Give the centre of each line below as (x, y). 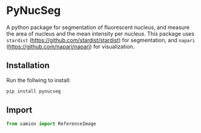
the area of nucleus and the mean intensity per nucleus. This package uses (101, 33)
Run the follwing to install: (39, 80)
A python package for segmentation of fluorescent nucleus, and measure (98, 27)
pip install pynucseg (34, 91)
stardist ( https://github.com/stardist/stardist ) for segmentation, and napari (101, 40)
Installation (28, 66)
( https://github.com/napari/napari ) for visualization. (70, 47)
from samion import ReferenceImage (51, 124)
